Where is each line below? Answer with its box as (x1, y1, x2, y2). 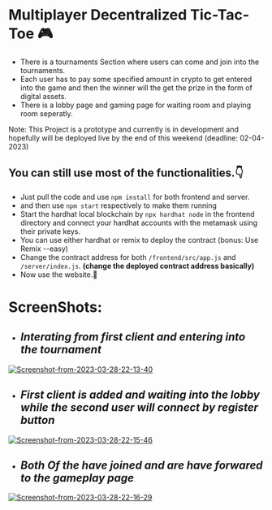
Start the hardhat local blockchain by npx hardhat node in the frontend (19, 209, 255, 218)
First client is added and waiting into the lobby (19, 388, 260, 402)
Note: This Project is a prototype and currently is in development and (8, 124, 240, 134)
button (19, 413, 55, 427)
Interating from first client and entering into (19, 331, 246, 344)
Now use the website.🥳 (19, 270, 98, 279)
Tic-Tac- (190, 6, 250, 24)
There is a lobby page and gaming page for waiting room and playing (19, 100, 252, 110)
